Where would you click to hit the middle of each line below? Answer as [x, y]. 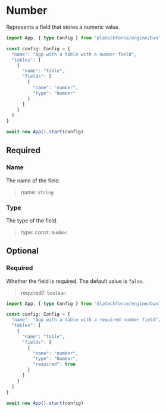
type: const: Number [44, 232]
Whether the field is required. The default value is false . [75, 281]
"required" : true [54, 364]
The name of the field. [33, 181]
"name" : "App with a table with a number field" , [74, 54]
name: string [37, 192]
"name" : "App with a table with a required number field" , [86, 320]
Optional [22, 251]
